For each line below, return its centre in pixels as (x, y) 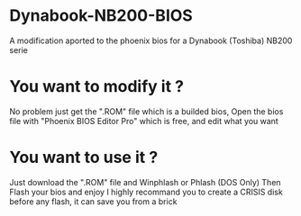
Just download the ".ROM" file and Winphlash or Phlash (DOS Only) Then (145, 182)
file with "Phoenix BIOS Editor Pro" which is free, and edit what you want (144, 121)
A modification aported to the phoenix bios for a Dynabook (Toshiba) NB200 (151, 40)
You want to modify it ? (97, 87)
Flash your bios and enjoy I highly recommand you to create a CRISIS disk (146, 192)
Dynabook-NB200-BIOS (101, 16)
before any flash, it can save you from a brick (93, 201)
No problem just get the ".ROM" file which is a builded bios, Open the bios (146, 111)
